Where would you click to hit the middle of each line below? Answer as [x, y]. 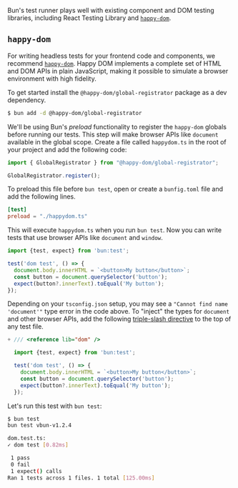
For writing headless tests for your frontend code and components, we [111, 56]
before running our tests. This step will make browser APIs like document [113, 134]
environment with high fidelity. [52, 79]
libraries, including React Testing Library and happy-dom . [89, 18]
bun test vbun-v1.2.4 [40, 425]
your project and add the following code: [67, 149]
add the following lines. [42, 196]
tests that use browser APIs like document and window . [85, 238]
